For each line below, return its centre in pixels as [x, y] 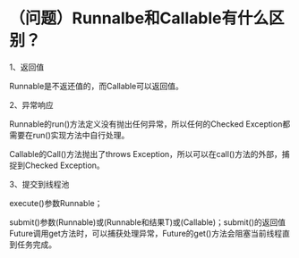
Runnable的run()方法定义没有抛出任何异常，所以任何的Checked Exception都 [150, 124]
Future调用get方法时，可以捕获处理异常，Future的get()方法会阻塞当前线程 [146, 233]
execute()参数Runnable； [56, 203]
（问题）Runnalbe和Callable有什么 [139, 18]
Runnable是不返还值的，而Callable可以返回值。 [96, 86]
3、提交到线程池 [39, 184]
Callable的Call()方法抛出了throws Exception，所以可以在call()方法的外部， [145, 154]
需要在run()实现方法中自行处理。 [69, 135]
